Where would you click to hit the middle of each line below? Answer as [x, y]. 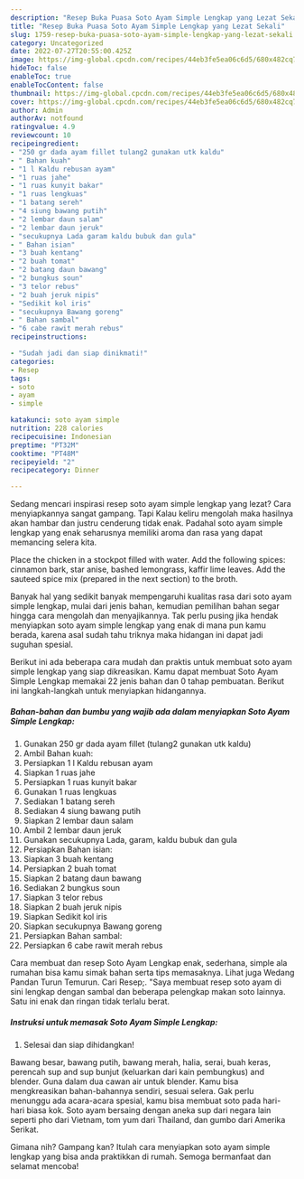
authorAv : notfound [47, 118]
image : [23, 60]
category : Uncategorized [57, 43]
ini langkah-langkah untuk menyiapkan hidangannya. [108, 691]
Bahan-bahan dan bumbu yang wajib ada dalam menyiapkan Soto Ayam [150, 711]
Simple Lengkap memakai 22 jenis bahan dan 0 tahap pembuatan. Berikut [147, 681]
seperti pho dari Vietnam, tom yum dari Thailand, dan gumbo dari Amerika [148, 1120]
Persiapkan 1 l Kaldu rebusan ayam [88, 763]
